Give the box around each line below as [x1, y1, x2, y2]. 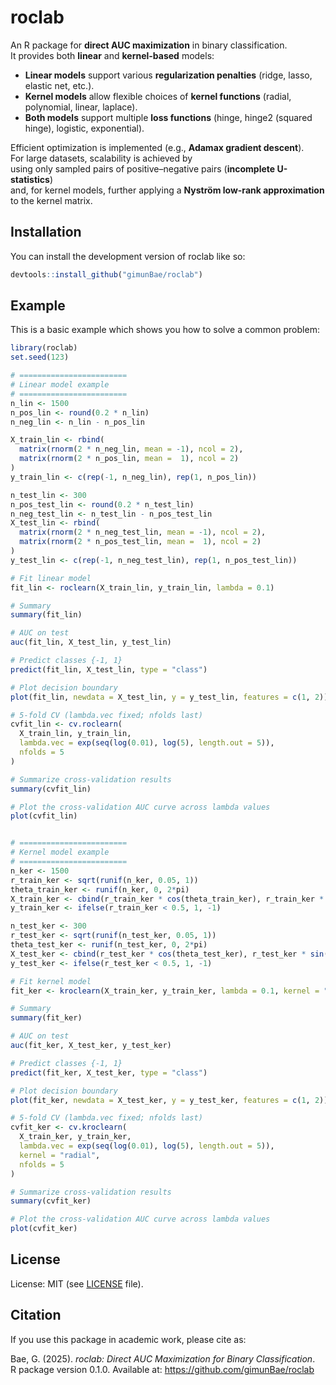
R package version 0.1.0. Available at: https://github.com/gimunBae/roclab [10, 1363, 315, 1375]
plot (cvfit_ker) [10, 1224, 78, 1234]
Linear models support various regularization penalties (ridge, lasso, [24, 69, 313, 81]
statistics [10, 173, 50, 185]
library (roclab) [10, 343, 78, 353]
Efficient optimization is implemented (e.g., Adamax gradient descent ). [10, 141, 305, 153]
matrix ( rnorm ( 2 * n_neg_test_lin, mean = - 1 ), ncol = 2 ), [19, 527, 267, 538]
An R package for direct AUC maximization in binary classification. [10, 39, 288, 51]
